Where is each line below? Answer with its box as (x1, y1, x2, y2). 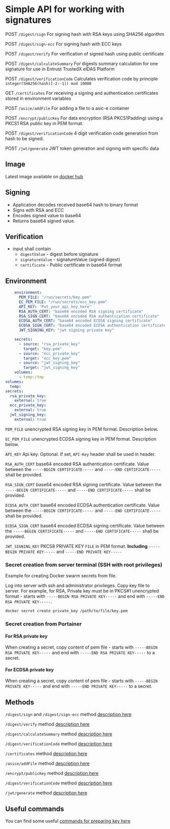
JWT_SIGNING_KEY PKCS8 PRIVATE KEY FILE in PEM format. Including (5, 543, 148, 549)
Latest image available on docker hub (5, 173, 83, 179)
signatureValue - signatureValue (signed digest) (20, 257, 120, 263)
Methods (5, 698, 34, 706)
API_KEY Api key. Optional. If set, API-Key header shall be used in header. (5, 451, 156, 457)
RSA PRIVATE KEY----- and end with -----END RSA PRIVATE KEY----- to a (5, 650, 155, 656)
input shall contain (12, 246, 51, 252)
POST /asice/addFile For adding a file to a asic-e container (5, 105, 130, 111)
